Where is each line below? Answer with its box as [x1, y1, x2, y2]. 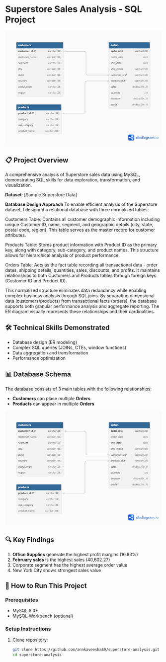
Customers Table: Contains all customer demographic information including [5, 216, 160, 222]
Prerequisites [5, 596, 38, 603]
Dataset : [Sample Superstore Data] [5, 192, 78, 198]
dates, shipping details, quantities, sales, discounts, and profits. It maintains [5, 267, 160, 273]
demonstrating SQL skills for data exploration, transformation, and [5, 177, 140, 183]
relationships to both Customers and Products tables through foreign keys [5, 272, 157, 279]
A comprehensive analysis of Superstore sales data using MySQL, [5, 171, 140, 177]
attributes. [5, 232, 26, 238]
